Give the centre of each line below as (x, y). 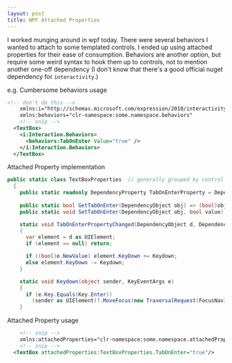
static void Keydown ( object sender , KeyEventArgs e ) (97, 281)
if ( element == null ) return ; (69, 244)
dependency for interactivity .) (53, 76)
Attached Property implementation (56, 167)
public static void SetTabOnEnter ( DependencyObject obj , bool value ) (122, 212)
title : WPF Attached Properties (54, 20)
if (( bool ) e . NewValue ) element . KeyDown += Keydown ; (101, 257)
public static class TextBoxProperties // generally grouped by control (116, 180)
